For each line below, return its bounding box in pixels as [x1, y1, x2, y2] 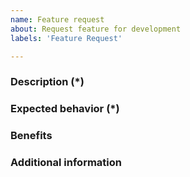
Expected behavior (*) [10, 102, 120, 116]
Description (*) [10, 75, 85, 89]
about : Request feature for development [10, 24, 182, 34]
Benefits [10, 129, 53, 143]
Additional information [10, 156, 123, 170]
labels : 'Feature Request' [10, 33, 123, 43]
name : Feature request [10, 14, 105, 25]
